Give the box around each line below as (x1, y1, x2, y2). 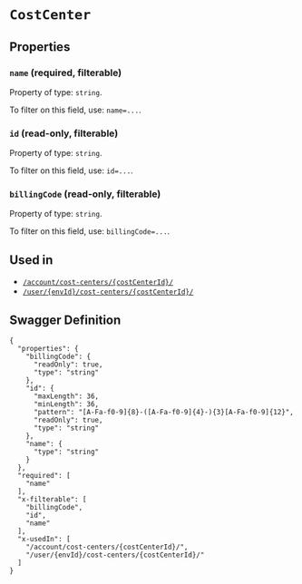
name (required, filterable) (9, 66, 122, 79)
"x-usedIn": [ (17, 535, 71, 544)
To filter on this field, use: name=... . (9, 104, 142, 115)
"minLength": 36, (33, 400, 100, 409)
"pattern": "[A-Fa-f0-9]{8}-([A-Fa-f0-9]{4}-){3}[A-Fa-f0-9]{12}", (33, 408, 295, 417)
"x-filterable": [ (17, 495, 88, 504)
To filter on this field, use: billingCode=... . (9, 226, 170, 237)
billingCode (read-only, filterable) (9, 188, 161, 200)
